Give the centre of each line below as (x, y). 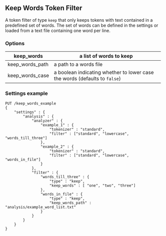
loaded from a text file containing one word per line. (58, 30)
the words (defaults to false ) (87, 79)
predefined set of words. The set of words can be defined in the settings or (82, 25)
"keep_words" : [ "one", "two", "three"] (92, 186)
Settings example (27, 93)
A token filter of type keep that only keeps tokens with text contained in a (79, 20)
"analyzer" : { (47, 121)
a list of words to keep (106, 56)
